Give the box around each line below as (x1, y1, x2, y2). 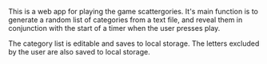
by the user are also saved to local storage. (8, 47, 150, 56)
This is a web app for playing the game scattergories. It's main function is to (8, 7, 258, 16)
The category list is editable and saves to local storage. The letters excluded (8, 39, 260, 48)
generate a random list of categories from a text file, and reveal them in (8, 15, 243, 24)
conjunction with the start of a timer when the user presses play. (8, 24, 221, 32)
